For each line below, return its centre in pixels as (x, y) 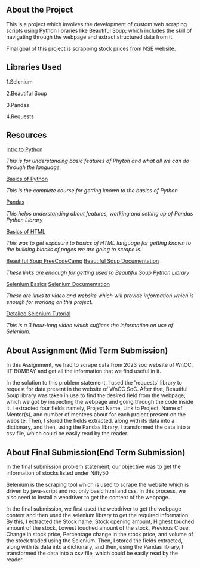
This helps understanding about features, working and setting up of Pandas (100, 214)
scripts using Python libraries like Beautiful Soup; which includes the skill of (99, 30)
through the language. (34, 167)
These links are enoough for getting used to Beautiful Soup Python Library (98, 273)
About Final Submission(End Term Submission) (96, 452)
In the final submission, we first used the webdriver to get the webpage (94, 509)
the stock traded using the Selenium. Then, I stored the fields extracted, (95, 541)
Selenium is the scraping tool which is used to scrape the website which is (98, 485)
